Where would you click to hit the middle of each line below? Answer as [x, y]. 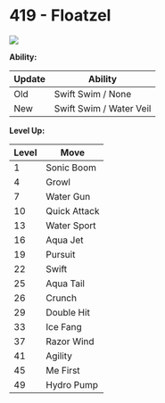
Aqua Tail [65, 284]
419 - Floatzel [60, 16]
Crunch [62, 298]
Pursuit [61, 254]
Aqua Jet [65, 240]
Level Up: [27, 130]
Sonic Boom [71, 168]
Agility [59, 356]
